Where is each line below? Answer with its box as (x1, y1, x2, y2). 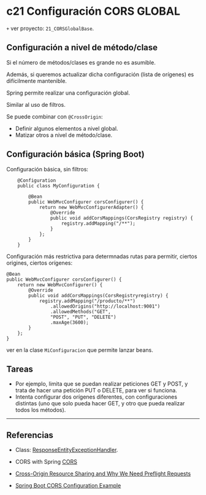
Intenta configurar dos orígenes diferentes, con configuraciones (15, 393, 178, 400)
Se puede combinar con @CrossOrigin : (6, 112, 103, 120)
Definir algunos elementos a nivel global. (15, 125, 118, 132)
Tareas (6, 364, 34, 374)
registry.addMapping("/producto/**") (39, 298, 136, 304)
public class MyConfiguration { (17, 182, 100, 189)
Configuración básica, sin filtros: (6, 165, 89, 173)
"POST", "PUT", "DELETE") (50, 314, 116, 320)
